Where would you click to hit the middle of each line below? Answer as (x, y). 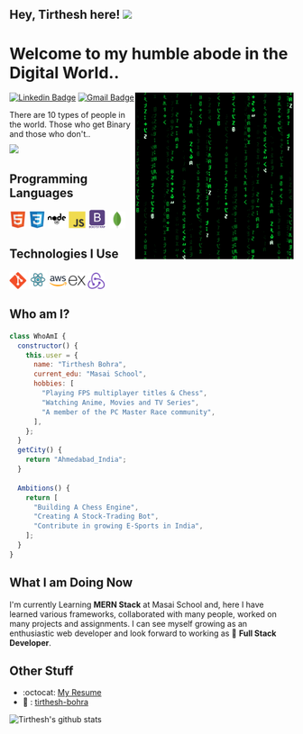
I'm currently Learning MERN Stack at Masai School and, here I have (137, 604)
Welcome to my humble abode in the (149, 54)
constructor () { (48, 346)
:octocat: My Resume (62, 693)
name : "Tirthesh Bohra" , (80, 365)
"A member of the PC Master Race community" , (129, 412)
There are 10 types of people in (68, 115)
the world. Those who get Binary (70, 124)
